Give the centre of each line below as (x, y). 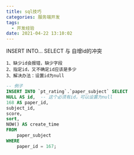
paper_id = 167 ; (37, 146)
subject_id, (21, 108)
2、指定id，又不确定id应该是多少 (41, 70)
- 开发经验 (23, 28)
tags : (13, 22)
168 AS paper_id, (27, 103)
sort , (13, 119)
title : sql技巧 (24, 11)
